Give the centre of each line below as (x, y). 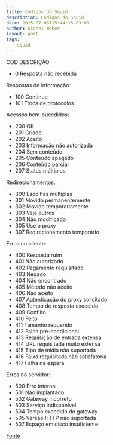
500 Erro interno (35, 386)
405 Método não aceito (44, 287)
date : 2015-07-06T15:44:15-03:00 (48, 23)
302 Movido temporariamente (51, 206)
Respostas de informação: (39, 85)
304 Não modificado (40, 219)
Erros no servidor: (28, 375)
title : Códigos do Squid (37, 12)
